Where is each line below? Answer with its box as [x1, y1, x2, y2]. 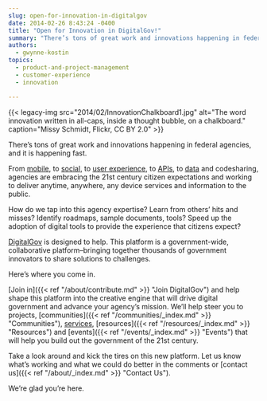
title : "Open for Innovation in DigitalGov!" [8, 26, 161, 34]
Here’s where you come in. [8, 269, 96, 279]
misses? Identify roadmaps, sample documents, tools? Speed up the [8, 213, 232, 222]
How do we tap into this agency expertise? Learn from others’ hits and [8, 204, 238, 214]
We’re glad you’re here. [8, 383, 85, 393]
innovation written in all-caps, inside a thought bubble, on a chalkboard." [8, 116, 246, 125]
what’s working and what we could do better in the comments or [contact [8, 360, 248, 369]
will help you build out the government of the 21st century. [8, 336, 199, 345]
